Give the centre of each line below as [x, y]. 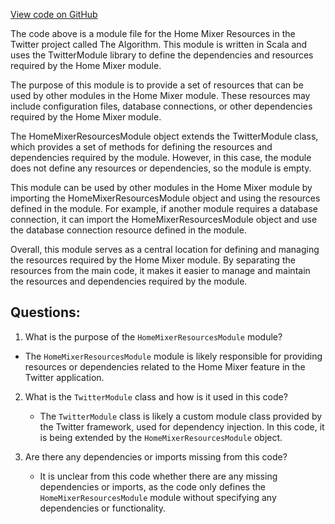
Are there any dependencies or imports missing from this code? [156, 456]
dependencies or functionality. [102, 508]
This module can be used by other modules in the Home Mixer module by [161, 187]
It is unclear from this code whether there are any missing [158, 476]
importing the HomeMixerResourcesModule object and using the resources [165, 198]
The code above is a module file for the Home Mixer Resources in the [153, 33]
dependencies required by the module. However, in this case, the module [161, 157]
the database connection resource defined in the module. [128, 230]
